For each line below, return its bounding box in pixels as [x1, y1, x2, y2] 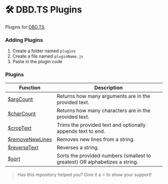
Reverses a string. [56, 144, 99, 151]
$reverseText [7, 144, 38, 151]
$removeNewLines [7, 136, 52, 143]
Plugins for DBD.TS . [5, 24, 46, 30]
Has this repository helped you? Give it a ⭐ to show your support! [17, 171, 152, 177]
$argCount [7, 96, 33, 103]
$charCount [7, 110, 36, 117]
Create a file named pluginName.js [12, 53, 83, 59]
